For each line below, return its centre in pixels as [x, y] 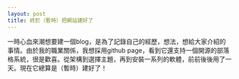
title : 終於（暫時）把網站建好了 [51, 20]
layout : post [27, 14]
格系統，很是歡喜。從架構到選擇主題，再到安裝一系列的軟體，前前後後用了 [116, 59]
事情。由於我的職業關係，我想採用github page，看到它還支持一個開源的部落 [118, 50]
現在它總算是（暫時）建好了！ [63, 68]
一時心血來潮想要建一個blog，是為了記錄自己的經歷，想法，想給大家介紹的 [117, 41]
